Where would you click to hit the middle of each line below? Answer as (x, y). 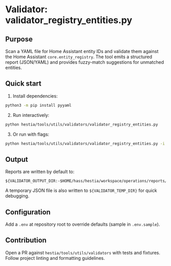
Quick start (23, 83)
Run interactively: (31, 115)
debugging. (17, 196)
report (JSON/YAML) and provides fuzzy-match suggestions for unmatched (85, 62)
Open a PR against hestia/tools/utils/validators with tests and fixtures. (83, 252)
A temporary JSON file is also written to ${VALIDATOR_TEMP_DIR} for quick (81, 190)
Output (17, 159)
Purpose (19, 39)
